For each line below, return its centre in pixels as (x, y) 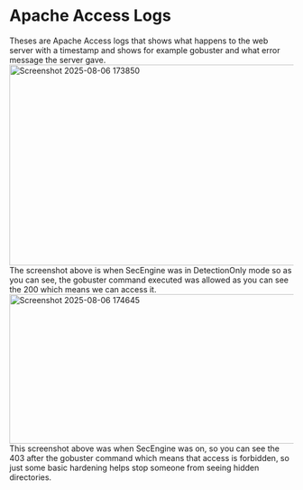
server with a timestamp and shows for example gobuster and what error (145, 50)
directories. (31, 477)
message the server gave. (58, 60)
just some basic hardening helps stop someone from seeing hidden (134, 467)
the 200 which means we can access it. (83, 289)
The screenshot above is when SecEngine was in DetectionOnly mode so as (151, 270)
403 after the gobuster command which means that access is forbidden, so (150, 458)
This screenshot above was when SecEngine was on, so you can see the (144, 448)
